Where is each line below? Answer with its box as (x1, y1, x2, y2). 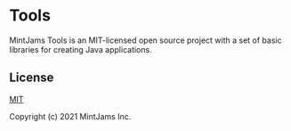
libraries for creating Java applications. (9, 44, 153, 54)
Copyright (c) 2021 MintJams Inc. (9, 111, 132, 121)
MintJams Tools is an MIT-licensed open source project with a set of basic (9, 35, 282, 45)
